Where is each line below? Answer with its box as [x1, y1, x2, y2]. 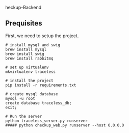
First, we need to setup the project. [5, 33, 79, 39]
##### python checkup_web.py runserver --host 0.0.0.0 [5, 122, 124, 128]
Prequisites [5, 19, 42, 28]
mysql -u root [5, 96, 36, 101]
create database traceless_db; [5, 100, 72, 105]
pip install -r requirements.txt [5, 83, 76, 88]
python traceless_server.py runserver [5, 118, 88, 123]
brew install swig [5, 51, 44, 57]
